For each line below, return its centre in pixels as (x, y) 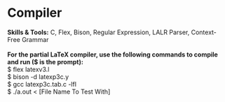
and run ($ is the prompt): (46, 61)
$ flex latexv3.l (28, 69)
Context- (204, 32)
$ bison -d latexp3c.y (38, 76)
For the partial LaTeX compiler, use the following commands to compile (113, 54)
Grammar (35, 39)
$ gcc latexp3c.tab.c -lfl (42, 84)
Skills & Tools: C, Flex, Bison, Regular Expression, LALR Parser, (98, 32)
